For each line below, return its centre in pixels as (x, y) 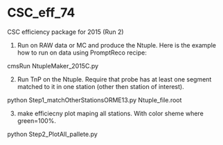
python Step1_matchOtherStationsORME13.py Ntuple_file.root (95, 100)
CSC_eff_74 (41, 13)
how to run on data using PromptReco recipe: (82, 52)
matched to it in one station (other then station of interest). (101, 86)
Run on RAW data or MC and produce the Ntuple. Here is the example (117, 45)
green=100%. (37, 120)
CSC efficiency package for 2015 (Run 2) (65, 32)
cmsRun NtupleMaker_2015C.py (53, 66)
